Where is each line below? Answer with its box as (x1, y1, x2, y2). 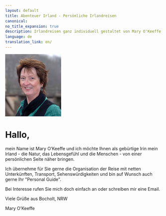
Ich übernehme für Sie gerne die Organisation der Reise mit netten (5, 166, 141, 172)
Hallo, (5, 129, 30, 140)
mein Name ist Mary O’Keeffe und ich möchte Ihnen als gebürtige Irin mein (5, 145, 158, 151)
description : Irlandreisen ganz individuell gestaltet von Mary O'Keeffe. (5, 29, 164, 34)
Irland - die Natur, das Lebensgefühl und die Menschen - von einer (5, 151, 142, 157)
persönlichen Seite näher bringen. (5, 156, 75, 162)
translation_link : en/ (5, 40, 52, 45)
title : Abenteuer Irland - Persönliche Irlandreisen (5, 13, 117, 18)
